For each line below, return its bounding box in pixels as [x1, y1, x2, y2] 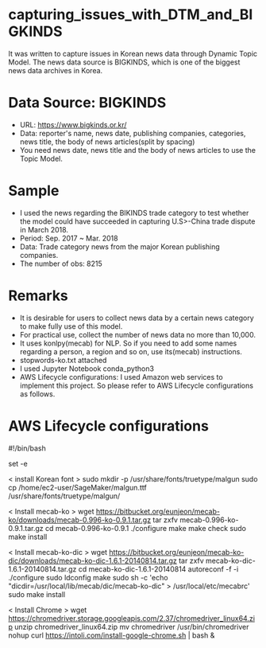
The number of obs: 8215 [19, 259, 103, 268]
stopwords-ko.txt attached [19, 355, 107, 365]
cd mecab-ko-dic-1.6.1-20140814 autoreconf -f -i [78, 564, 239, 574]
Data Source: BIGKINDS [8, 94, 167, 112]
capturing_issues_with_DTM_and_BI [8, 6, 253, 24]
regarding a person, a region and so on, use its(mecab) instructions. [19, 346, 242, 356]
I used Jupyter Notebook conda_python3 [19, 364, 155, 373]
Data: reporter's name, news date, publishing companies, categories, [19, 128, 246, 138]
